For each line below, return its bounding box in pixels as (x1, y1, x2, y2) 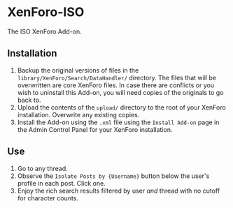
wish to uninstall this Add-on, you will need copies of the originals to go (17, 88, 224, 96)
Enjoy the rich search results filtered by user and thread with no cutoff (17, 186, 220, 195)
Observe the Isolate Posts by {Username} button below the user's (17, 172, 210, 180)
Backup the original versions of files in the (17, 66, 139, 74)
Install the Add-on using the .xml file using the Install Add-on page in (17, 118, 220, 126)
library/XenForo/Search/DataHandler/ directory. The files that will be (17, 73, 217, 82)
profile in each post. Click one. (17, 179, 106, 187)
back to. (17, 96, 41, 104)
